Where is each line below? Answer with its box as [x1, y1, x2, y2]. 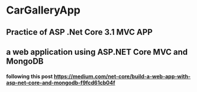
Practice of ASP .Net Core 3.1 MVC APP [6, 27, 153, 37]
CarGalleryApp [6, 4, 81, 17]
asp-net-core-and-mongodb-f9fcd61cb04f [6, 79, 115, 86]
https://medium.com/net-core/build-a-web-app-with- [53, 73, 191, 80]
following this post [6, 73, 53, 80]
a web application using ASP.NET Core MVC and [6, 47, 188, 57]
